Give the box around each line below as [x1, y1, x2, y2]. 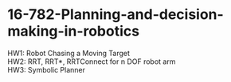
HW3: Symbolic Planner [7, 65, 85, 74]
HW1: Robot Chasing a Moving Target [7, 48, 131, 58]
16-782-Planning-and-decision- [7, 6, 224, 24]
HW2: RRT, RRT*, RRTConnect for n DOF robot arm [7, 57, 176, 66]
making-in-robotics [7, 22, 140, 40]
